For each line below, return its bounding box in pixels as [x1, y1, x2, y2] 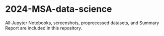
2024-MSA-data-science [5, 3, 112, 15]
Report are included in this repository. [5, 25, 82, 31]
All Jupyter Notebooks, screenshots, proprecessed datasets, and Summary [5, 20, 160, 26]
